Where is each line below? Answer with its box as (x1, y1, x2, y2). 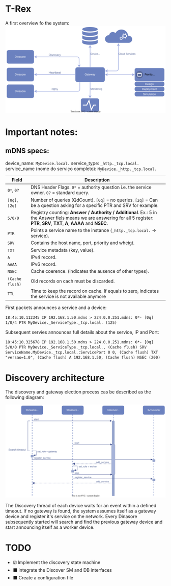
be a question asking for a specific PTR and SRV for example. (31, 202, 159, 208)
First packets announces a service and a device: (5, 304, 107, 311)
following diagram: (5, 394, 44, 401)
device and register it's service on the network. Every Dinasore (5, 513, 137, 519)
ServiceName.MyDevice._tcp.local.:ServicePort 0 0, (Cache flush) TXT (5, 350, 158, 355)
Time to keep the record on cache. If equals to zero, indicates (31, 288, 159, 294)
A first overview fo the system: (5, 20, 70, 26)
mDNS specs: (5, 147, 49, 155)
